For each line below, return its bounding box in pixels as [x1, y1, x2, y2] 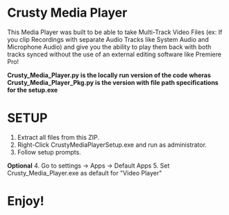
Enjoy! [7, 193, 45, 209]
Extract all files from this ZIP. [17, 133, 99, 141]
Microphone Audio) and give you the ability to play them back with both [7, 42, 212, 51]
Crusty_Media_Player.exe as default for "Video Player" [7, 168, 162, 177]
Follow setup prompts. [17, 148, 81, 156]
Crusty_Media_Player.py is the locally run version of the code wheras [7, 71, 212, 79]
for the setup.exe [7, 86, 58, 94]
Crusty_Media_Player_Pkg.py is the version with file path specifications [7, 78, 219, 86]
